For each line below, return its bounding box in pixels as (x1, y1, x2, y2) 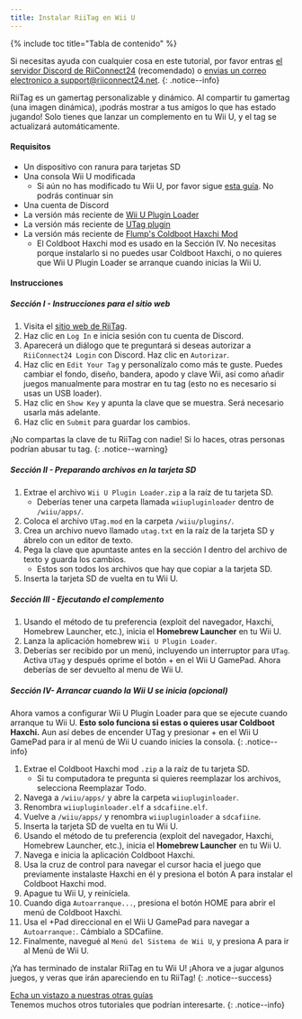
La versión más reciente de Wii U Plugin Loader (22, 209, 200, 220)
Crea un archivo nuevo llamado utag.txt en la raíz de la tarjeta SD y (22, 525, 275, 536)
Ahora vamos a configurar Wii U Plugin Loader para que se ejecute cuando (10, 708, 289, 719)
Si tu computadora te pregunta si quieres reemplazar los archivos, (36, 773, 281, 784)
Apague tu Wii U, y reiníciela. (22, 888, 131, 899)
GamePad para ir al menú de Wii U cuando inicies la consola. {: (10, 736, 244, 748)
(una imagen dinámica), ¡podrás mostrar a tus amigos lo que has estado (10, 101, 277, 113)
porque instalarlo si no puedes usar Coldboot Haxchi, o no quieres (36, 247, 282, 258)
